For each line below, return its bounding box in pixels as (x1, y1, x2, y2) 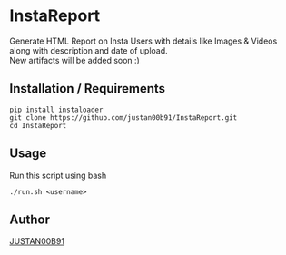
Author (9, 211, 50, 227)
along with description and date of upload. (9, 44, 168, 55)
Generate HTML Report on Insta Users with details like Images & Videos (9, 35, 278, 46)
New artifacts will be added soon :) (9, 54, 141, 65)
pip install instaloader (9, 105, 104, 114)
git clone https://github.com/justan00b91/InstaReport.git (9, 113, 238, 123)
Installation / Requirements (9, 81, 166, 96)
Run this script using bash (9, 170, 107, 181)
